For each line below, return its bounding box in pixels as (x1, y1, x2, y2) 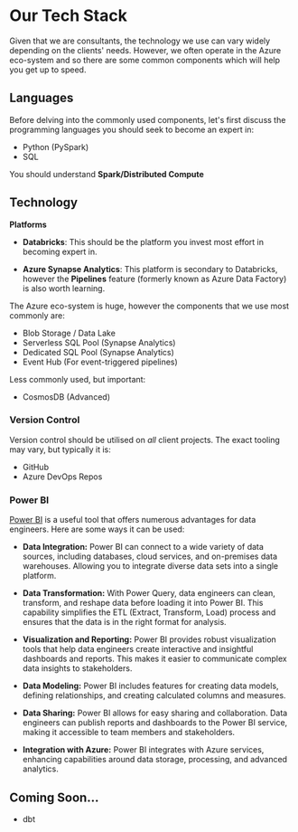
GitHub (22, 461, 50, 472)
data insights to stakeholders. (22, 663, 133, 674)
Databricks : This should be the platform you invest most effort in (22, 236, 265, 247)
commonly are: (9, 309, 65, 321)
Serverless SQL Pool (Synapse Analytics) (22, 336, 176, 348)
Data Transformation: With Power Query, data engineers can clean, (22, 588, 275, 599)
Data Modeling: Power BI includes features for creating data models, (22, 680, 279, 692)
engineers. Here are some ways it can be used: (9, 524, 185, 534)
